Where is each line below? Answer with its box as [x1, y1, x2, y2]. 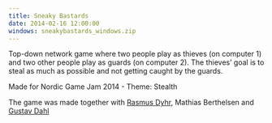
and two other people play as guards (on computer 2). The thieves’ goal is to [8, 57, 265, 67]
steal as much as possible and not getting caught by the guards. [8, 66, 223, 76]
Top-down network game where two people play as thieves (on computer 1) [8, 49, 262, 59]
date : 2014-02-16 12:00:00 [8, 19, 100, 28]
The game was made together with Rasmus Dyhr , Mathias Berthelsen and [8, 98, 254, 108]
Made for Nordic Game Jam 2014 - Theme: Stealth [8, 82, 178, 91]
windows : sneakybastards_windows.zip [8, 27, 136, 35]
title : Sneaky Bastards [8, 11, 89, 20]
